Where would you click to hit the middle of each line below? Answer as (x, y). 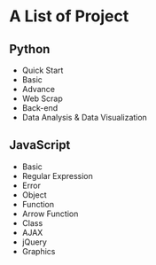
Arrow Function (50, 214)
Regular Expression (57, 175)
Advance (39, 89)
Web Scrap (43, 98)
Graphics (39, 251)
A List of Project (69, 16)
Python (30, 49)
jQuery (34, 242)
